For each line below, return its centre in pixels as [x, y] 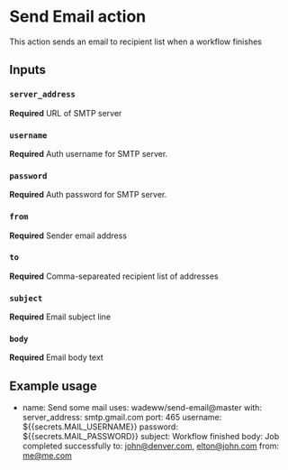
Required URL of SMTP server [66, 113]
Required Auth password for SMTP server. [88, 195]
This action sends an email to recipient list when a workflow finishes [136, 41]
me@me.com [47, 456]
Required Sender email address [68, 235]
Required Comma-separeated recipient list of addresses [114, 276]
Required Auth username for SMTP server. [89, 153]
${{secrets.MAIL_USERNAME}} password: [100, 427]
